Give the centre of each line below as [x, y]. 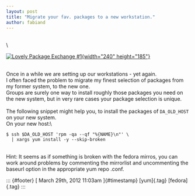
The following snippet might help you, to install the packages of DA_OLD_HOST [97, 111]
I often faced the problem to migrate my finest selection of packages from [95, 80]
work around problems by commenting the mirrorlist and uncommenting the [97, 163]
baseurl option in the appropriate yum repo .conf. [65, 169]
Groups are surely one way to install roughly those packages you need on [95, 93]
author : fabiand [26, 22]
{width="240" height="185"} [116, 57]
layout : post [22, 11]
